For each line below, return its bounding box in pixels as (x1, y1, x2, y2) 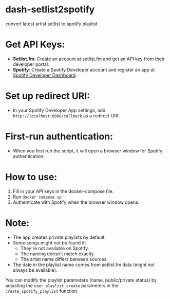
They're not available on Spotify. (20, 245, 89, 251)
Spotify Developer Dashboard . (12, 72, 77, 78)
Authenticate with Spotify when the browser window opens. (12, 199, 140, 205)
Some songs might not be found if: (12, 239, 86, 245)
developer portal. (12, 61, 50, 67)
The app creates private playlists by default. (12, 234, 106, 240)
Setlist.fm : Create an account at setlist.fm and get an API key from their (12, 56, 165, 62)
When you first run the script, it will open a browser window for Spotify (12, 148, 163, 154)
